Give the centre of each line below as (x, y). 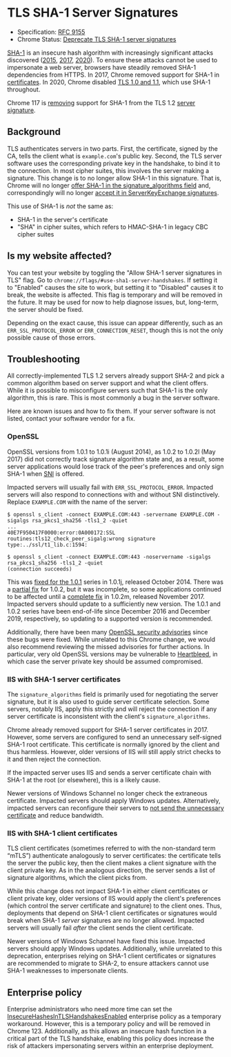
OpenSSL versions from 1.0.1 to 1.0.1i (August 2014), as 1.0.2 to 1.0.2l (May (111, 452)
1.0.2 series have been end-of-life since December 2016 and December (109, 611)
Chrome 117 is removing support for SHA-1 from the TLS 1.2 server (101, 102)
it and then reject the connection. (54, 759)
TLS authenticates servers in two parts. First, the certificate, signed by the (113, 148)
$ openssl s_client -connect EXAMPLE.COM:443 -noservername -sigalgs (109, 557)
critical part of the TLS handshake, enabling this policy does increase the (111, 1038)
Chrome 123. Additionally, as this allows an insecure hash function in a (107, 1031)
